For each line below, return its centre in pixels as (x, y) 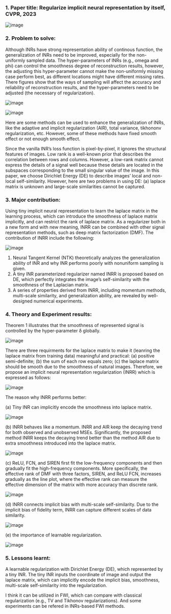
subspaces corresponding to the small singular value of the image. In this (82, 170)
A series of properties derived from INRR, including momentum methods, (89, 290)
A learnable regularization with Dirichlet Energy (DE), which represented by (84, 569)
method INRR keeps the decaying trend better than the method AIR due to (83, 438)
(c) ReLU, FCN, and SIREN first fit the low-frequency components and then (84, 463)
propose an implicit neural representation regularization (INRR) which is (80, 372)
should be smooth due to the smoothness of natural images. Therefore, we (84, 367)
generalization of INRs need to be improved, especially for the (70, 55)
